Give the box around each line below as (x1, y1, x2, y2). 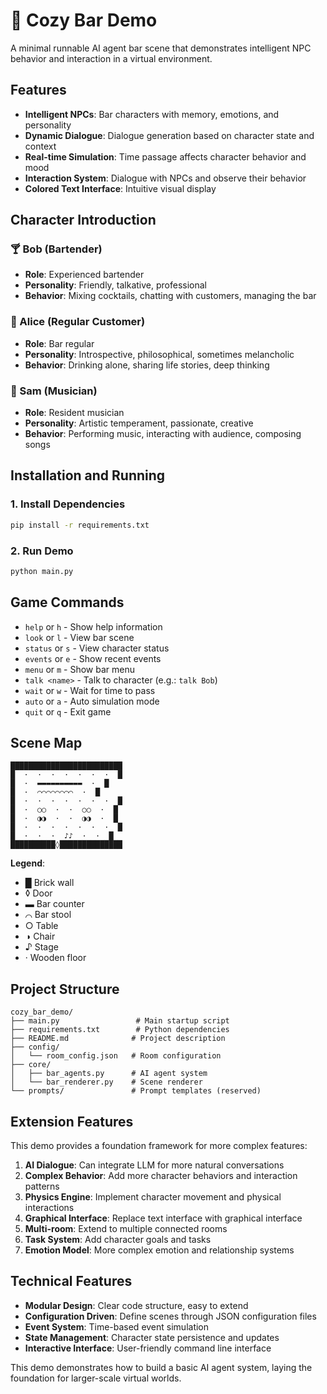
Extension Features (10, 1113, 134, 1130)
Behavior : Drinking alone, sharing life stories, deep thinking (24, 359, 270, 371)
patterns (24, 1180, 60, 1193)
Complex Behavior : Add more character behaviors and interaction (24, 1170, 298, 1182)
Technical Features (10, 1273, 133, 1290)
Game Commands (10, 594, 125, 611)
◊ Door (24, 887, 53, 899)
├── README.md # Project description (10, 1034, 226, 1044)
